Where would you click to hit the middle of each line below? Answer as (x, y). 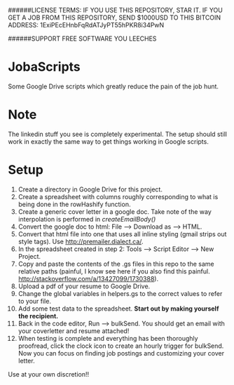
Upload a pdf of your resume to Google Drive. (84, 286)
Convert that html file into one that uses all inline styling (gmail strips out (122, 234)
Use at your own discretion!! (49, 374)
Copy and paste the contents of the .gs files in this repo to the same (116, 264)
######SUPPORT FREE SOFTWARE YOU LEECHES (82, 39)
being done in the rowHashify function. (74, 204)
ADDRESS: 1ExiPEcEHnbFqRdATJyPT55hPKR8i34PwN (86, 25)
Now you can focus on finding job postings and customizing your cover (121, 353)
